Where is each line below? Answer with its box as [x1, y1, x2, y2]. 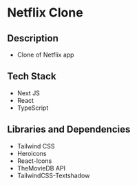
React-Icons [17, 157, 52, 165]
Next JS [17, 88, 40, 97]
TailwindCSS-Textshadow [17, 171, 90, 179]
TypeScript [17, 104, 49, 112]
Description [7, 32, 59, 44]
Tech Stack [7, 70, 56, 82]
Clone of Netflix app [17, 50, 74, 59]
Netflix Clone [7, 5, 84, 21]
